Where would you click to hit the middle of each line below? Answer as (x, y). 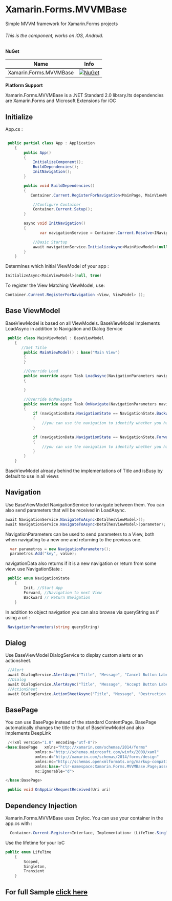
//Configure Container (57, 204)
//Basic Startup (50, 242)
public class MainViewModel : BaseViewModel (56, 338)
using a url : (18, 617)
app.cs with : (19, 824)
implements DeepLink (28, 733)
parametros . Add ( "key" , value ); (43, 554)
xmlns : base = (48, 766)
